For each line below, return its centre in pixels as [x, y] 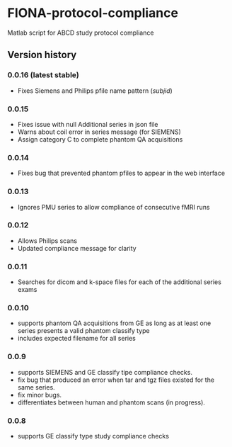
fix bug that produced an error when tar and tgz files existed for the [116, 380]
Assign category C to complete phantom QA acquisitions [100, 139]
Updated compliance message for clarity [77, 248]
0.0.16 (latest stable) [43, 75]
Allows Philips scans [47, 241]
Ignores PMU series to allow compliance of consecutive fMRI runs [114, 207]
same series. [36, 387]
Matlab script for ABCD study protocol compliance [81, 33]
